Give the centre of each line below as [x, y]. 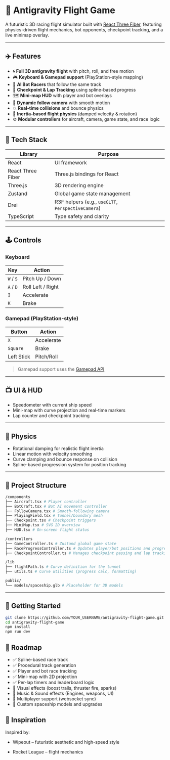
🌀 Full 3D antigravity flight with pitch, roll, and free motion [73, 71]
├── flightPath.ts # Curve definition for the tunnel [63, 567]
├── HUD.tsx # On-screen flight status [47, 530]
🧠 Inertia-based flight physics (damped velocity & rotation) [75, 114]
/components [18, 497]
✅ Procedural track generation [44, 665]
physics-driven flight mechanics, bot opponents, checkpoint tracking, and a [84, 29]
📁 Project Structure [36, 485]
